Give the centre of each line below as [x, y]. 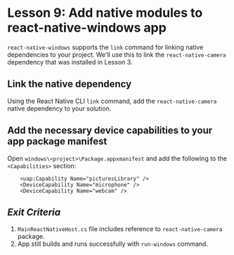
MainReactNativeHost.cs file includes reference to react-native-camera [120, 229]
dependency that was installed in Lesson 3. [70, 62]
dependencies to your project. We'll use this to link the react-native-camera [117, 55]
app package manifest [57, 142]
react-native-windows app [87, 28]
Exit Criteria [34, 212]
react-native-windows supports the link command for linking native [105, 47]
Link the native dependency [70, 84]
